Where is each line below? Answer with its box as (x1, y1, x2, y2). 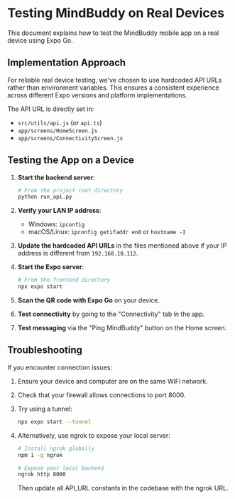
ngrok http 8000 (17, 471, 66, 478)
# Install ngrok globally (17, 445, 94, 452)
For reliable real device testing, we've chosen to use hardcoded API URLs (7, 75, 222, 84)
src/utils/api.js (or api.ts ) (17, 118, 102, 127)
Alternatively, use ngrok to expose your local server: (17, 431, 170, 439)
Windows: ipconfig (28, 220, 85, 229)
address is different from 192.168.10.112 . (17, 249, 138, 258)
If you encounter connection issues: (7, 363, 112, 372)
